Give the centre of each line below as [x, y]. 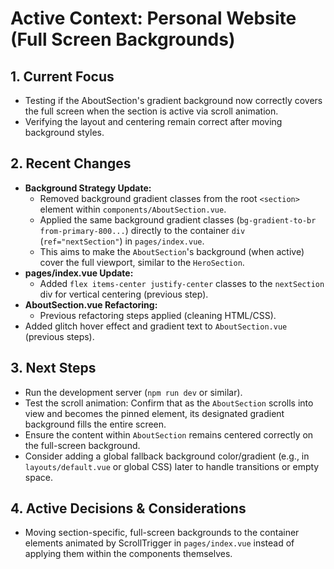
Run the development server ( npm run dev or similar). [133, 392]
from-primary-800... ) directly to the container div [142, 230]
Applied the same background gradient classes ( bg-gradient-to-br [178, 219]
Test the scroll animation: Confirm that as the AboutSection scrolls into [169, 403]
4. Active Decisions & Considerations [128, 508]
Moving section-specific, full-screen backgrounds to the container [162, 533]
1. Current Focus [62, 76]
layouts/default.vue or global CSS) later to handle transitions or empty [172, 466]
